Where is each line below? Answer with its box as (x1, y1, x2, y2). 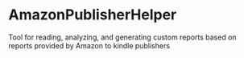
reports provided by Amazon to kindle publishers (8, 40, 171, 50)
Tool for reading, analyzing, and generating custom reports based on (8, 32, 237, 42)
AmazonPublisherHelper (8, 6, 177, 24)
